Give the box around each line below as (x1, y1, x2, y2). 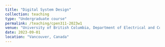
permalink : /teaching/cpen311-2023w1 (5, 21, 82, 26)
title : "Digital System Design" (5, 7, 71, 12)
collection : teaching (5, 12, 50, 17)
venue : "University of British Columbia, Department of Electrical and (5, 25, 155, 30)
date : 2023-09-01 (5, 30, 41, 35)
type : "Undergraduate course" (5, 16, 67, 21)
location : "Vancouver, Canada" (5, 35, 69, 40)
